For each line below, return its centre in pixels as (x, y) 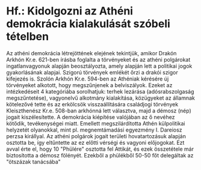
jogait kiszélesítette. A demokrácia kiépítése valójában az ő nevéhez (91, 117)
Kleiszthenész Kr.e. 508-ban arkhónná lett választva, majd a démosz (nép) (99, 111)
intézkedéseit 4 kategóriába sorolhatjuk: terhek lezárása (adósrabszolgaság (100, 91)
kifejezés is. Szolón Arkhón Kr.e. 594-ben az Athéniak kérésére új (88, 79)
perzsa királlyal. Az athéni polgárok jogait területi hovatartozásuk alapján (96, 136)
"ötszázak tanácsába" (34, 162)
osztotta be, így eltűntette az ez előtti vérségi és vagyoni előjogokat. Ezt (95, 142)
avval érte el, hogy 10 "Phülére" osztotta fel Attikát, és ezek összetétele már (100, 149)
